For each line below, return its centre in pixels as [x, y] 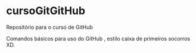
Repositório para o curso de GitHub [50, 27]
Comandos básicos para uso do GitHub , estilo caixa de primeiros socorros [98, 38]
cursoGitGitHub [46, 11]
